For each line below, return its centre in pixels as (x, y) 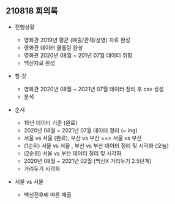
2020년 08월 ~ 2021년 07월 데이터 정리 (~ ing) (81, 130)
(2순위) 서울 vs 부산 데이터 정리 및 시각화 (73, 153)
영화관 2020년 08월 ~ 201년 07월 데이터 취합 (78, 55)
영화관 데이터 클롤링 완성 (53, 47)
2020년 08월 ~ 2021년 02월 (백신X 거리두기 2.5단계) (87, 161)
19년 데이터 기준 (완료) (50, 123)
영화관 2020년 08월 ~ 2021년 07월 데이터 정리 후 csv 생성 (94, 89)
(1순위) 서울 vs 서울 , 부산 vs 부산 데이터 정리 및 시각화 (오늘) (96, 145)
